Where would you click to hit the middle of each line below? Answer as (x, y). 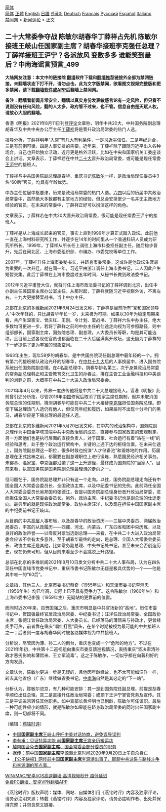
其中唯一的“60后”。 (25, 574)
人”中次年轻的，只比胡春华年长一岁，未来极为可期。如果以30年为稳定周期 (80, 314)
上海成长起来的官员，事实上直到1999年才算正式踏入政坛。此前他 (92, 233)
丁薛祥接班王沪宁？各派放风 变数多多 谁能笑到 (75, 55)
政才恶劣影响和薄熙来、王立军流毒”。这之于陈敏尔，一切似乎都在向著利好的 (82, 655)
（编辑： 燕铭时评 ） (25, 724)
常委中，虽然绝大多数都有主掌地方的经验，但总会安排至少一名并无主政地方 (85, 199)
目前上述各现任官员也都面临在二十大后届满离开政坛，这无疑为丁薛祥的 (89, 338)
